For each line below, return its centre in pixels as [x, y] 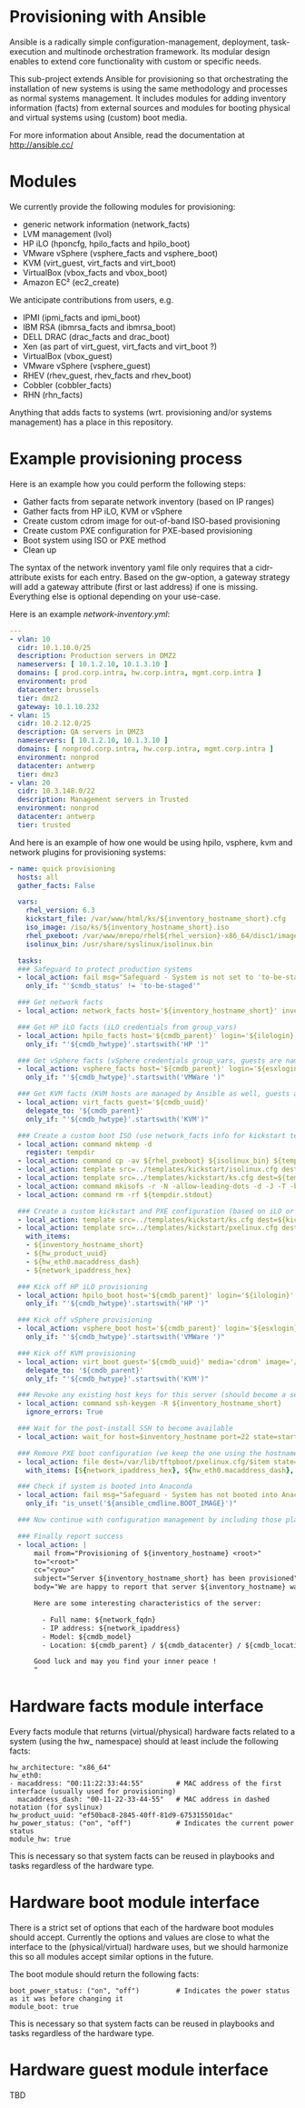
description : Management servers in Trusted [103, 800]
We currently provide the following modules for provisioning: [123, 206]
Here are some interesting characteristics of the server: [147, 1603]
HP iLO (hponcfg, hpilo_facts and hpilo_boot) [106, 244]
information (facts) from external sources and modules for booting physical [150, 107]
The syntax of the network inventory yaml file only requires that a [132, 567]
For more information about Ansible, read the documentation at [127, 135]
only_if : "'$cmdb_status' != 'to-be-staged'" [113, 986]
